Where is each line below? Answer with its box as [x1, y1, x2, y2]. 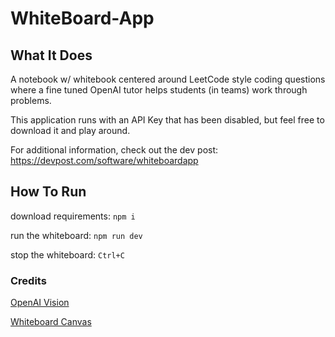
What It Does [10, 47, 93, 64]
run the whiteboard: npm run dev [10, 229, 143, 241]
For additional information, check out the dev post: [10, 144, 219, 156]
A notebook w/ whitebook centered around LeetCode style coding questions [10, 73, 326, 85]
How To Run [10, 183, 87, 201]
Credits [10, 273, 47, 287]
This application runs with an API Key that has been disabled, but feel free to [10, 114, 325, 126]
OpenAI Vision [10, 297, 70, 309]
